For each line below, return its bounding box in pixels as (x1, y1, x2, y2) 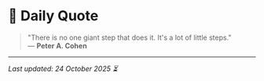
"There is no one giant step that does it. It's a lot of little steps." (27, 33, 232, 42)
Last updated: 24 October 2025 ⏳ (8, 64, 118, 73)
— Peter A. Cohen (27, 40, 88, 50)
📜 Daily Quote (8, 7, 99, 25)
